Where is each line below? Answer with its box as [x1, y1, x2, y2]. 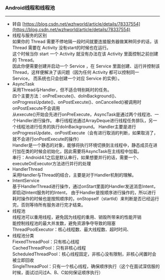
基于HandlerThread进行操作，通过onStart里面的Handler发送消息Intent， [12, 184, 158, 189]
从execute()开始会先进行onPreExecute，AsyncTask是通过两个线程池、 [12, 112, 155, 118]
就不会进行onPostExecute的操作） [12, 136, 82, 142]
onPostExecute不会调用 [12, 105, 60, 111]
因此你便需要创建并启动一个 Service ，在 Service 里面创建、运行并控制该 [12, 63, 160, 69]
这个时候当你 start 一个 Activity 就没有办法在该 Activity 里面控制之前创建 [12, 51, 159, 57]
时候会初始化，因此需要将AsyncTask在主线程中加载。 [33, 149, 142, 155]
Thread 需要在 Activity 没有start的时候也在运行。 [12, 45, 111, 51]
